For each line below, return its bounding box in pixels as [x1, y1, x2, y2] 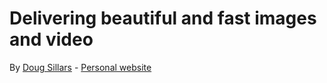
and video [9, 28, 94, 51]
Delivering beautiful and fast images [9, 7, 317, 30]
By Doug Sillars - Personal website [9, 61, 152, 73]
